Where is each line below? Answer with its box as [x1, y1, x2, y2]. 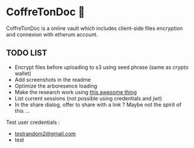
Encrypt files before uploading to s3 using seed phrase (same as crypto [14, 63, 189, 70]
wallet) [14, 70, 31, 77]
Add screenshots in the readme [14, 76, 91, 83]
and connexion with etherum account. [6, 31, 98, 38]
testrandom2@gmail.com [14, 130, 76, 137]
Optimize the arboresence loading [14, 82, 98, 89]
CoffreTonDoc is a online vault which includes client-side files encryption [6, 25, 183, 32]
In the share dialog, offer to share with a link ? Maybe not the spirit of [14, 101, 182, 108]
